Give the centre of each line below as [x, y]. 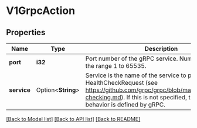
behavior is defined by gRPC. [125, 105]
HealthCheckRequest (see [122, 83]
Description [161, 49]
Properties [26, 32]
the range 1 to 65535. [116, 66]
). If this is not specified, [154, 97]
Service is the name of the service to [136, 75]
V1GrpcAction [40, 11]
